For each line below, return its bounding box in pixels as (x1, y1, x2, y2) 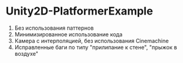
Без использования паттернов (14, 24, 94, 31)
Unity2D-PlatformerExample (5, 4, 153, 18)
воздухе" (14, 50, 39, 57)
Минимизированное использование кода (14, 30, 123, 38)
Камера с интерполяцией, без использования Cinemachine (14, 37, 169, 44)
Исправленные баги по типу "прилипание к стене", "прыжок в (14, 44, 178, 51)
